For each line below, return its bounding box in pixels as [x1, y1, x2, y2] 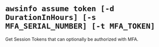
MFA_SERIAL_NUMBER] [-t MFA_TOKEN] [5, 21, 155, 31]
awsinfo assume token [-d [5, 4, 114, 13]
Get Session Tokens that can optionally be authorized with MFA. [5, 36, 139, 42]
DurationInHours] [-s [5, 13, 96, 22]
